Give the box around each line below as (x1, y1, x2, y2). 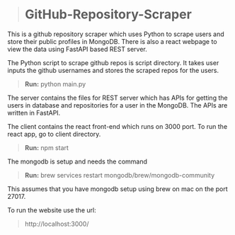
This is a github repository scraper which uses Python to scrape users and (7, 30, 224, 38)
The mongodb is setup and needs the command (7, 157, 147, 166)
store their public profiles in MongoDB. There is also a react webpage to (7, 37, 217, 45)
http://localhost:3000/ (24, 219, 89, 228)
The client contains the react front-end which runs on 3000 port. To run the (7, 122, 228, 130)
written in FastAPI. (7, 108, 61, 117)
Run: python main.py (24, 79, 86, 88)
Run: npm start (24, 143, 69, 151)
